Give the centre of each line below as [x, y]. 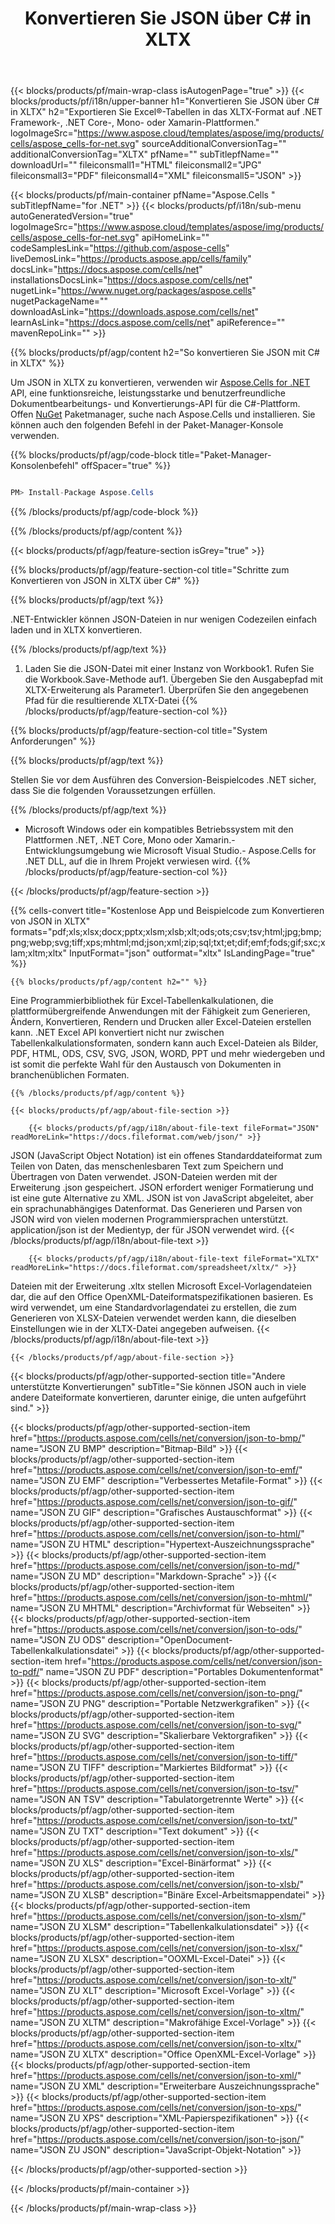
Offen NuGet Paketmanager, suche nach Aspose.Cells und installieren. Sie [163, 414]
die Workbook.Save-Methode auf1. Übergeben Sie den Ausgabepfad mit [174, 679]
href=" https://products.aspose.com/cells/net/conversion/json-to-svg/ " [156, 1725]
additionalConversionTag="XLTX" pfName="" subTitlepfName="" [145, 154]
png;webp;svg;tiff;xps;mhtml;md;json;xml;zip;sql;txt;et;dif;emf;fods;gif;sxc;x [168, 943]
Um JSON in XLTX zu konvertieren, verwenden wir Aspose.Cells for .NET [160, 383]
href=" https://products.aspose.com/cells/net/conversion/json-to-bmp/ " [158, 1438]
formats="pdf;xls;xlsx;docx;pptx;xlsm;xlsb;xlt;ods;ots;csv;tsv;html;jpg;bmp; [166, 932]
